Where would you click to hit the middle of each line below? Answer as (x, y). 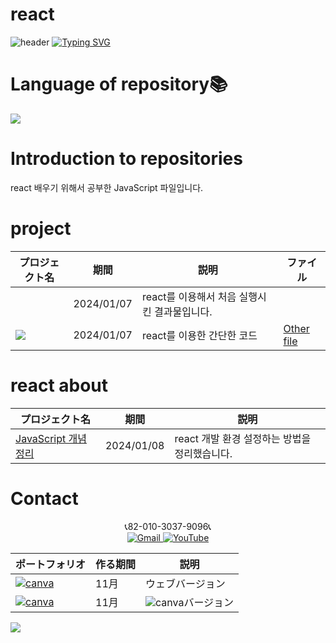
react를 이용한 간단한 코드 (199, 335)
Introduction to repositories (126, 159)
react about (59, 385)
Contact (44, 498)
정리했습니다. (203, 453)
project (41, 229)
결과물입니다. (183, 311)
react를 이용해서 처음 (189, 296)
